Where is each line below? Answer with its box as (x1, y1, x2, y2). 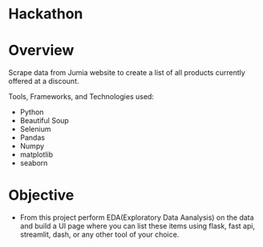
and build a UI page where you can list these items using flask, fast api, (19, 221, 255, 231)
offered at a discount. (8, 77, 79, 86)
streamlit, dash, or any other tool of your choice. (19, 229, 180, 240)
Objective (8, 186, 75, 205)
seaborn (19, 158, 48, 168)
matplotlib (19, 149, 54, 160)
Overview (8, 42, 75, 60)
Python (19, 107, 44, 117)
